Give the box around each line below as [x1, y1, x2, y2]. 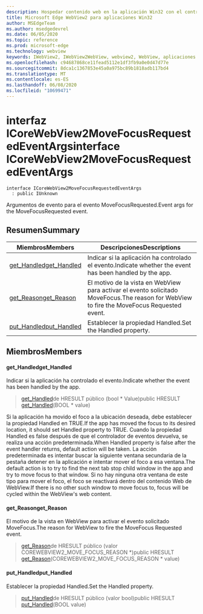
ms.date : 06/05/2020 [6, 31, 59, 38]
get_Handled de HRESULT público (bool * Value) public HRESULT [21, 395, 181, 403]
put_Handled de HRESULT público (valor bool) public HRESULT [21, 594, 175, 601]
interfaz [6, 114, 47, 128]
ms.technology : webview [6, 48, 66, 54]
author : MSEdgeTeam [6, 20, 56, 26]
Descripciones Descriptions [100, 243, 181, 251]
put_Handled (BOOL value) [21, 601, 86, 608]
